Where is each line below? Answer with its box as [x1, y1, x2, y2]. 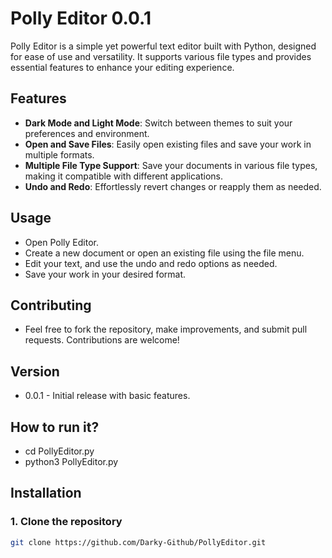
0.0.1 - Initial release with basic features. [24, 390, 191, 402]
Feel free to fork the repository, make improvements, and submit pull [24, 323, 308, 336]
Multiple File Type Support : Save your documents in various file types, [24, 159, 318, 171]
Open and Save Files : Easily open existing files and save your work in [24, 138, 312, 150]
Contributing [10, 297, 92, 314]
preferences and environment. [24, 127, 150, 139]
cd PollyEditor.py [24, 445, 95, 457]
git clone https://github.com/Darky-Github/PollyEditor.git [10, 537, 267, 547]
